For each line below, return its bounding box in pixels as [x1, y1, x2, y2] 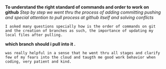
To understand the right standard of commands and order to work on [5, 4, 149, 10]
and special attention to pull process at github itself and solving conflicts [5, 15, 154, 20]
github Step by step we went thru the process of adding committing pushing [5, 9, 161, 15]
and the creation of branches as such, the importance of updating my [5, 28, 154, 33]
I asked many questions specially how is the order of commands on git [5, 24, 156, 29]
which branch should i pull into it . [5, 41, 76, 47]
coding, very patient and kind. [5, 59, 72, 64]
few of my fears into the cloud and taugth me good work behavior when [5, 55, 156, 60]
